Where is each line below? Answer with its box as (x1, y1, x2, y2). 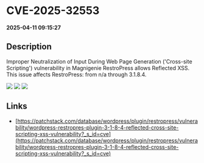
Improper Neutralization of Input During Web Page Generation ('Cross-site (6, 57, 193, 65)
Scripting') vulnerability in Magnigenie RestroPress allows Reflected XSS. (6, 64, 190, 71)
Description (6, 42, 52, 52)
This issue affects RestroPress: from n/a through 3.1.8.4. (6, 71, 147, 78)
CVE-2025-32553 (6, 4, 100, 18)
